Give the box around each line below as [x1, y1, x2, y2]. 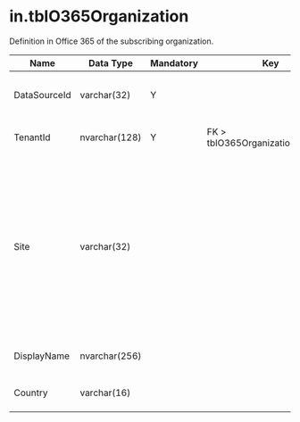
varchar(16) [79, 386, 131, 399]
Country [13, 386, 48, 399]
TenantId [13, 131, 51, 144]
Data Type [87, 56, 134, 69]
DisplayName [13, 350, 70, 362]
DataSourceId [13, 88, 71, 101]
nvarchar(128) [79, 131, 142, 144]
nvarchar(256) [79, 350, 142, 362]
